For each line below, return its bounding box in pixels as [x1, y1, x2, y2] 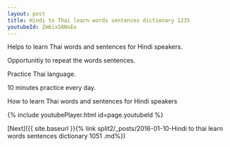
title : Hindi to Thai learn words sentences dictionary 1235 [7, 17, 191, 24]
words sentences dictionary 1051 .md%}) [7, 132, 126, 141]
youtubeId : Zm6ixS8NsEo [7, 23, 77, 30]
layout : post [7, 10, 46, 18]
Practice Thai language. [7, 70, 76, 78]
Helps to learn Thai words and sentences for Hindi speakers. [7, 43, 183, 51]
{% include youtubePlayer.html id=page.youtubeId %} [7, 110, 164, 120]
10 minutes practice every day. [7, 84, 96, 92]
